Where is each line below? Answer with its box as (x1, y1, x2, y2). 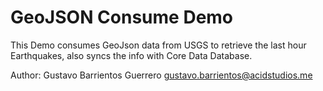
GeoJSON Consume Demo (10, 6, 234, 29)
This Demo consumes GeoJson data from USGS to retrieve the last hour (10, 39, 307, 51)
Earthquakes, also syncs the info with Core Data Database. (10, 49, 253, 61)
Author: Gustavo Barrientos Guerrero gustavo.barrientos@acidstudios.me (10, 69, 313, 81)
